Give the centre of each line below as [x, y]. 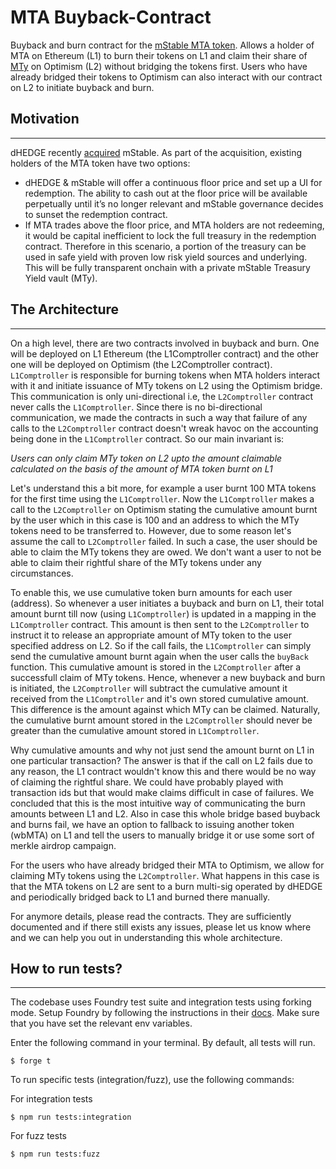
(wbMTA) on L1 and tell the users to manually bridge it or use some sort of [162, 835]
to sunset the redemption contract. [96, 214]
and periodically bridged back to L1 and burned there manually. [140, 897]
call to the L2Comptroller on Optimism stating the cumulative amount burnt [164, 509]
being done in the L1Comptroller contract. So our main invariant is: [147, 438]
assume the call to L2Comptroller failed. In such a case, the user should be [164, 541]
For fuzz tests [39, 1136]
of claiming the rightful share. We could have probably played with [147, 782]
